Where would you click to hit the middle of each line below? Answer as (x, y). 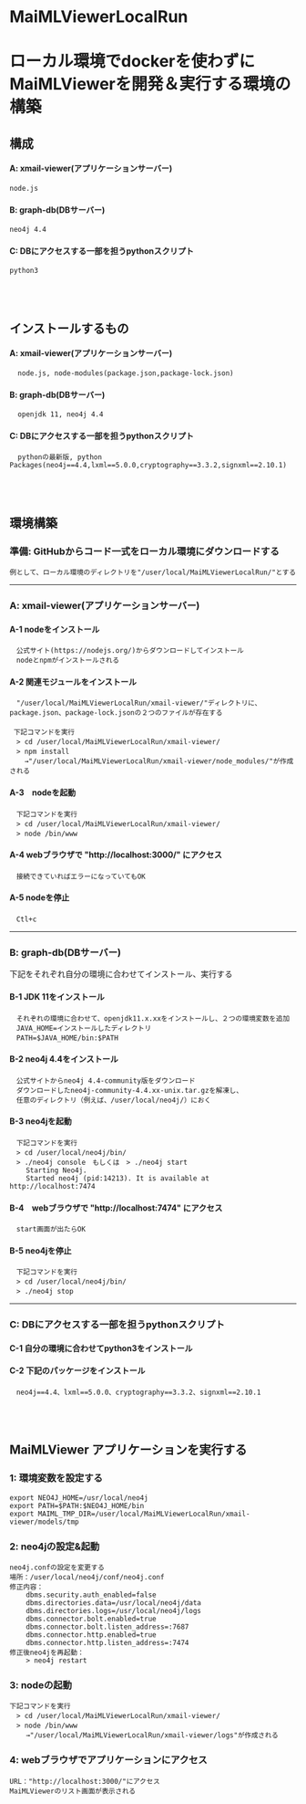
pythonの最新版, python (60, 457)
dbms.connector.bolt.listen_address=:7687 (107, 1627)
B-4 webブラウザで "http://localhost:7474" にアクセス (116, 1208)
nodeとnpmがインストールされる (68, 661)
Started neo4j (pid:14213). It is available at (117, 1178)
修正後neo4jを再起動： (47, 1653)
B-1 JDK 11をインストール (57, 996)
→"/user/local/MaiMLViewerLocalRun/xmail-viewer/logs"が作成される (153, 1736)
